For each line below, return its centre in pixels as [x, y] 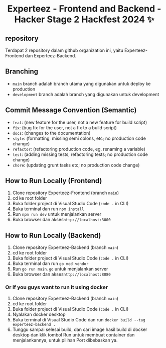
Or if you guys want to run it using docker [57, 287]
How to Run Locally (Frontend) [54, 181]
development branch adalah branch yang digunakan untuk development [86, 94]
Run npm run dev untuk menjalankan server [57, 214]
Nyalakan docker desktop [39, 314]
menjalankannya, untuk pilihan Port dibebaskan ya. [65, 340]
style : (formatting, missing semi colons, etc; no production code [79, 138]
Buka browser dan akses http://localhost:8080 [62, 274]
